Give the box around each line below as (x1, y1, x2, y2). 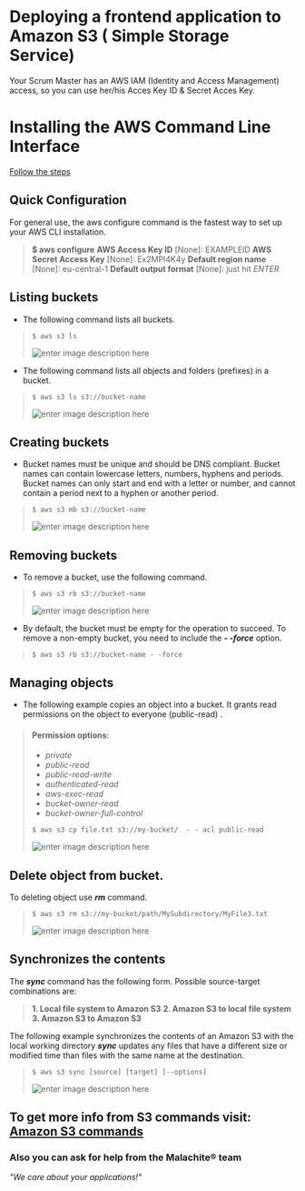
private (44, 750, 73, 761)
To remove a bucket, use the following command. (22, 571, 208, 583)
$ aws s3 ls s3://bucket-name (31, 392, 147, 401)
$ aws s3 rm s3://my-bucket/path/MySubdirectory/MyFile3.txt (31, 909, 269, 918)
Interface (9, 136, 80, 156)
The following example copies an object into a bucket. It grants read (22, 699, 277, 710)
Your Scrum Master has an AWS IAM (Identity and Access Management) (9, 75, 280, 86)
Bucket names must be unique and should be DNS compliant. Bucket (22, 459, 280, 469)
